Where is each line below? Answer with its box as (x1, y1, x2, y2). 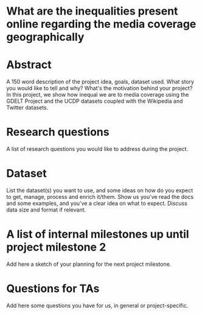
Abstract (6, 58, 52, 72)
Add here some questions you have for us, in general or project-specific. (6, 302, 189, 309)
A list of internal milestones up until (6, 227, 190, 241)
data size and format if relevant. (6, 206, 86, 213)
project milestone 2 (6, 240, 106, 254)
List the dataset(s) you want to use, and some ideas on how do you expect (6, 187, 193, 194)
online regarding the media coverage (6, 17, 197, 31)
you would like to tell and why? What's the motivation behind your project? (6, 85, 193, 92)
